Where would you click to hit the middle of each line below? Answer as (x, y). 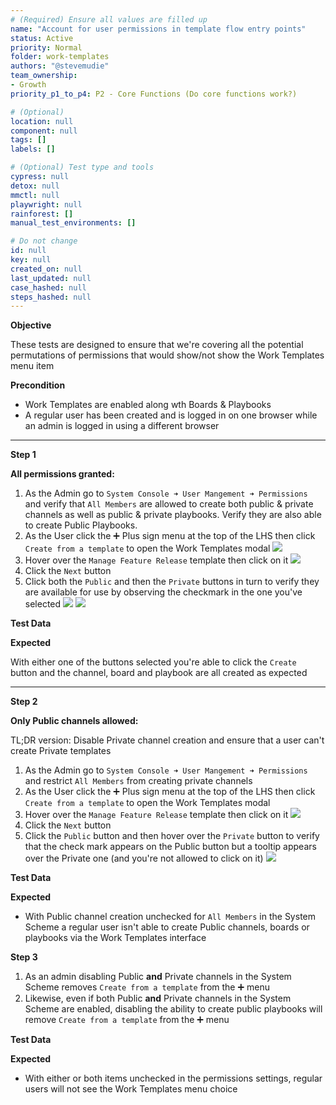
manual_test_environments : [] (73, 223)
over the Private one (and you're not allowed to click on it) (144, 858)
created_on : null (46, 269)
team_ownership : (44, 76)
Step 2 (24, 702)
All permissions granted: (62, 474)
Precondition (38, 385)
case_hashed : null (48, 287)
